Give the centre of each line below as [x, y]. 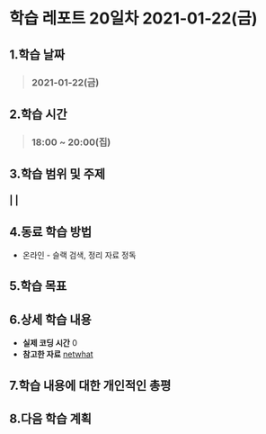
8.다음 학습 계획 [51, 418]
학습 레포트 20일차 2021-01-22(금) [133, 18]
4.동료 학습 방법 [51, 232]
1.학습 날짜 [37, 54]
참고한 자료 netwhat [58, 354]
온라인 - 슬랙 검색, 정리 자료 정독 [79, 255]
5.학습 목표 [38, 286]
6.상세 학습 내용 [50, 319]
